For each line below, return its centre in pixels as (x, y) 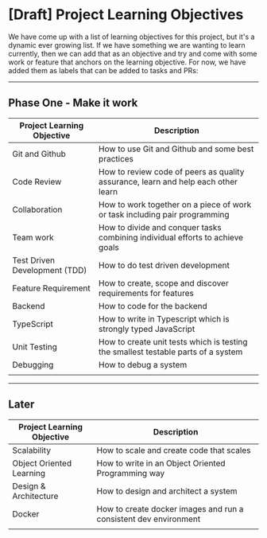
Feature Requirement (51, 288)
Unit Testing (35, 346)
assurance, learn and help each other (168, 181)
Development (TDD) (50, 270)
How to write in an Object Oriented (161, 463)
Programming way (131, 473)
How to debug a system (143, 365)
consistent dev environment (149, 519)
